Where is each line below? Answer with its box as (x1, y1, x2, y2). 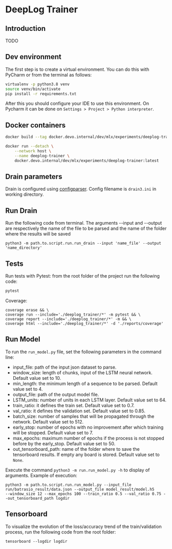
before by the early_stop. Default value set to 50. (12, 441, 116, 447)
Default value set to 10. (12, 375, 61, 381)
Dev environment (5, 52, 61, 61)
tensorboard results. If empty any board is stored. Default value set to (12, 451, 160, 457)
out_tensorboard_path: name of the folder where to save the (12, 446, 140, 452)
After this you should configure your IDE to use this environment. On (5, 100, 149, 106)
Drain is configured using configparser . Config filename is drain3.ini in (5, 186, 157, 192)
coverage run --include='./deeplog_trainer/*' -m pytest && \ (5, 312, 141, 317)
